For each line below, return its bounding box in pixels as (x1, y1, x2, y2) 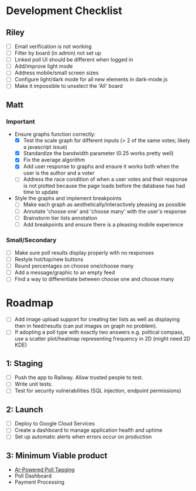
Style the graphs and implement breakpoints (14, 195, 122, 202)
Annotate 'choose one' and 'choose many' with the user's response (23, 208, 187, 215)
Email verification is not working (14, 43, 92, 50)
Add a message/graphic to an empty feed (14, 269, 115, 276)
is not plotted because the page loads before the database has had (23, 183, 185, 190)
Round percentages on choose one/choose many (14, 262, 134, 270)
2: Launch (6, 404, 43, 414)
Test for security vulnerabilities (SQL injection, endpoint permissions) (14, 387, 181, 394)
